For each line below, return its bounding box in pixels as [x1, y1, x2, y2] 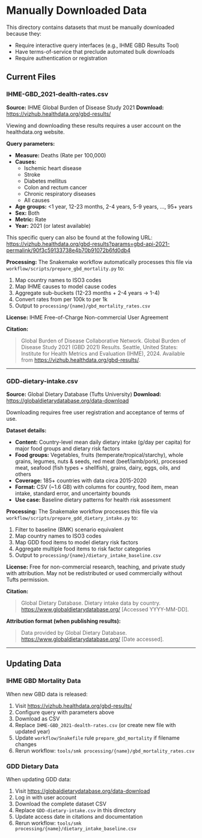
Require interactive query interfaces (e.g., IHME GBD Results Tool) [14, 42, 179, 49]
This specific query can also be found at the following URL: [6, 233, 153, 241]
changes [14, 740, 37, 748]
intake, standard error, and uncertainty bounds [14, 490, 131, 497]
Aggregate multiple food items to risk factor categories [14, 545, 151, 552]
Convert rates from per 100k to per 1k [14, 295, 108, 303]
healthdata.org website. [6, 128, 65, 136]
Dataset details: [6, 426, 47, 434]
